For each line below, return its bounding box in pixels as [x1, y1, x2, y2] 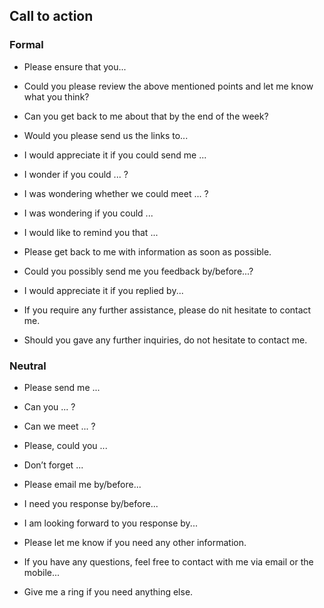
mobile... [23, 566, 61, 578]
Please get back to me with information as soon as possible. [23, 245, 272, 258]
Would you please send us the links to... [23, 129, 189, 141]
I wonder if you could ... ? [23, 168, 129, 180]
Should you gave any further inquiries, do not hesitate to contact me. [23, 334, 308, 346]
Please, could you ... [23, 439, 108, 451]
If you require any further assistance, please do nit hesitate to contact [23, 304, 312, 316]
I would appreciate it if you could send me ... [23, 149, 207, 161]
